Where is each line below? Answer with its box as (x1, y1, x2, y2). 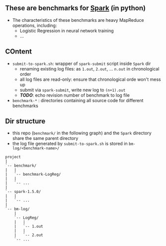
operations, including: (12, 22, 57, 28)
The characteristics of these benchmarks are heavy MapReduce (12, 17, 144, 23)
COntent (5, 47, 32, 56)
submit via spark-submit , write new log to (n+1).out (19, 87, 126, 93)
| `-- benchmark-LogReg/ (5, 172, 61, 177)
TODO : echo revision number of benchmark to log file (19, 92, 130, 98)
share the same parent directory (12, 135, 79, 141)
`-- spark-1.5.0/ (5, 189, 41, 194)
